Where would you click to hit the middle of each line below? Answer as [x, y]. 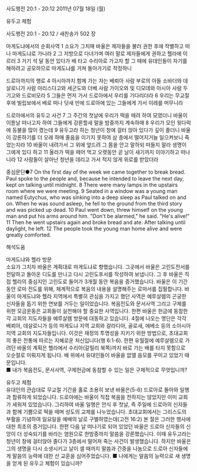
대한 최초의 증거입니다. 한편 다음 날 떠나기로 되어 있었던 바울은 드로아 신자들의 [96, 426]
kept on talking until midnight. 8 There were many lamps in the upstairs [92, 185]
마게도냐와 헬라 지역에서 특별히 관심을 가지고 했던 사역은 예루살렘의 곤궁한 [102, 296]
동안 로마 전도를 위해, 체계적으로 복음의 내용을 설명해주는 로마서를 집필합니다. [95, 289]
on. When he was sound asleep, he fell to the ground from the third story [94, 204]
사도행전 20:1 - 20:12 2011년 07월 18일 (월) [56, 9]
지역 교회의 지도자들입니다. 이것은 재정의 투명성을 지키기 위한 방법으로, [87, 333]
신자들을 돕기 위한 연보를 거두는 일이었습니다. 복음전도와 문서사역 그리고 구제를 [96, 304]
